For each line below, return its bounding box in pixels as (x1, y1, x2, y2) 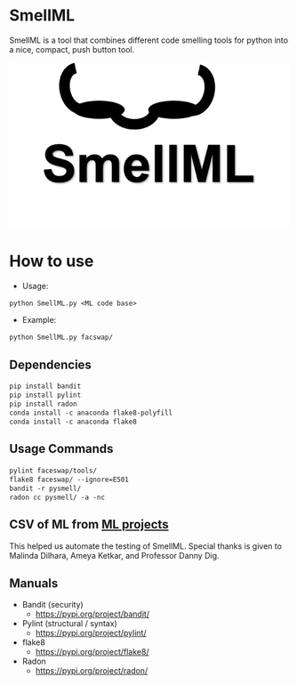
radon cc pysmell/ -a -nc (9, 493, 105, 502)
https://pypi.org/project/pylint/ (35, 628, 147, 639)
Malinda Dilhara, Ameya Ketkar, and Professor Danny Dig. (9, 550, 220, 560)
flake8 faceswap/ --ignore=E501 (9, 475, 129, 484)
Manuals (9, 576, 59, 591)
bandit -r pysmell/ (9, 484, 82, 493)
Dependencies (9, 357, 92, 372)
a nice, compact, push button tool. (9, 44, 135, 54)
